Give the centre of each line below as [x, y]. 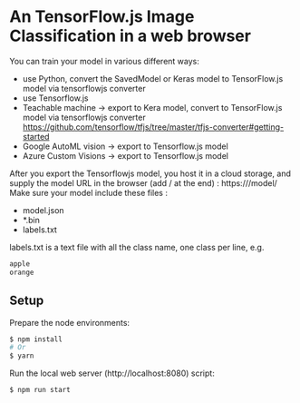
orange [22, 272]
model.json [44, 210]
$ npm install [36, 339]
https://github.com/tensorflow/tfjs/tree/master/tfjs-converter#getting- [153, 127]
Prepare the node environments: [69, 322]
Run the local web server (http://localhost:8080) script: [112, 373]
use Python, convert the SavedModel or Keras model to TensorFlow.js [153, 78]
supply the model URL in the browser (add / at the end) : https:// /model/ [144, 182]
